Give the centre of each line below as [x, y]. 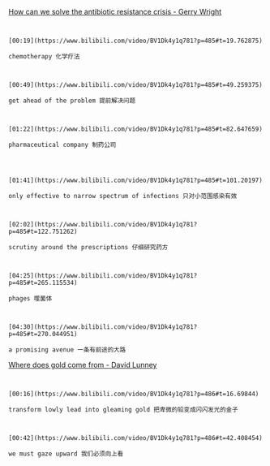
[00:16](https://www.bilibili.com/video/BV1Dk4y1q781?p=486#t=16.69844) [134, 394]
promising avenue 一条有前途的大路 [71, 350]
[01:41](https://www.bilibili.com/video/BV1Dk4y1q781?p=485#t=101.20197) [136, 180]
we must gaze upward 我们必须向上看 [66, 454]
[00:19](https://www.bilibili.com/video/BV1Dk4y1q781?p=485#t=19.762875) [136, 41]
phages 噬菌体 [30, 299]
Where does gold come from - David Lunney [83, 365]
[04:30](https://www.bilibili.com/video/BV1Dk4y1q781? [103, 327]
